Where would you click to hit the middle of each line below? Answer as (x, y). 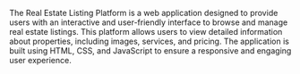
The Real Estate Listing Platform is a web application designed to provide (144, 13)
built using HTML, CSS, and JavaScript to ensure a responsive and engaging (150, 51)
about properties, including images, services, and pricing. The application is (149, 41)
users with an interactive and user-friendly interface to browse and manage (149, 22)
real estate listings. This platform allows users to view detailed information (146, 32)
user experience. (40, 60)
